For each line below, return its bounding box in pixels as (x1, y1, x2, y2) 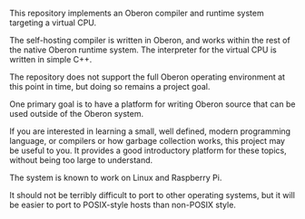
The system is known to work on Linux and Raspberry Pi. (9, 172, 222, 183)
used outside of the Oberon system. (9, 109, 144, 119)
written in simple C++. (9, 54, 93, 64)
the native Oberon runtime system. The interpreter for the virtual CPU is (9, 44, 277, 55)
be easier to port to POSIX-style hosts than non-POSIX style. (9, 199, 236, 210)
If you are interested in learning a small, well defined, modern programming (9, 126, 291, 137)
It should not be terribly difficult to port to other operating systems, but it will (9, 190, 295, 200)
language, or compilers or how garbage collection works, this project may (9, 136, 286, 146)
